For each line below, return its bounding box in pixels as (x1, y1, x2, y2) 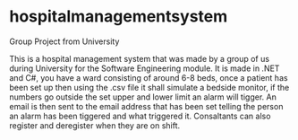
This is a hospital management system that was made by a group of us (9, 53, 270, 64)
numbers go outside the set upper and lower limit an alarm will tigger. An (9, 92, 277, 102)
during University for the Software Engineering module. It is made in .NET (9, 63, 280, 74)
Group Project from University (9, 36, 120, 47)
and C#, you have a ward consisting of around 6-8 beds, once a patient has (9, 72, 288, 83)
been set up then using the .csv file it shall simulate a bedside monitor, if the (9, 82, 290, 92)
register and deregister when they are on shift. (9, 119, 181, 131)
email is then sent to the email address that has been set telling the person (9, 101, 284, 111)
